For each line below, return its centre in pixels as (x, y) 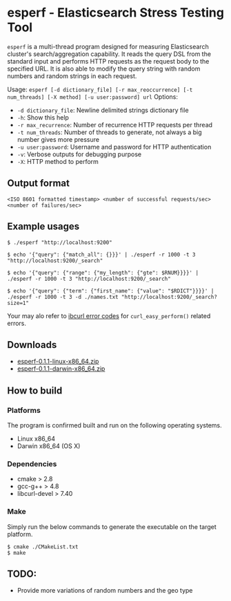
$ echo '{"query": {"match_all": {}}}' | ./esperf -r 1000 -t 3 (101, 255)
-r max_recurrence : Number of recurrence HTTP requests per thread (114, 124)
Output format (39, 184)
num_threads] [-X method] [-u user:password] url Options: (92, 96)
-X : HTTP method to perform (58, 161)
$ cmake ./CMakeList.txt (43, 547)
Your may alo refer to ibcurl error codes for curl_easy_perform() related (109, 315)
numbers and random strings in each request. (72, 76)
